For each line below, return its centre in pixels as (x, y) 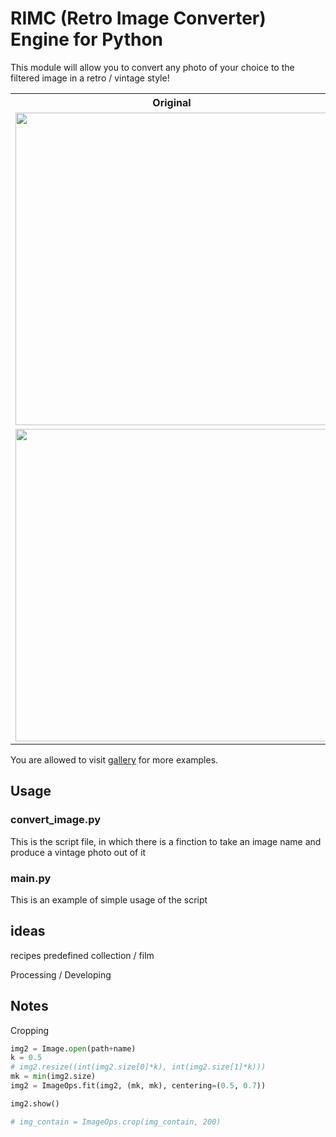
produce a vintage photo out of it (78, 852)
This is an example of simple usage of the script (109, 899)
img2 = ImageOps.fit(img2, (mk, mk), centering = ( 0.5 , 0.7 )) (138, 1086)
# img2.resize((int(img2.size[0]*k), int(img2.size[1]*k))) (138, 1067)
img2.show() (35, 1103)
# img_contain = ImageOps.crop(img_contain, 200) (116, 1122)
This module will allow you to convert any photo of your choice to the (152, 67)
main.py (31, 878)
